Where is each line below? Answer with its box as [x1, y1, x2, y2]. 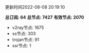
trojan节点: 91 [12, 37, 39, 42]
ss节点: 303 [12, 31, 36, 36]
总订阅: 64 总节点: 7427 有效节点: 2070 [5, 14, 84, 20]
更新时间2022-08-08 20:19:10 [5, 4, 65, 10]
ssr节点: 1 [12, 43, 32, 48]
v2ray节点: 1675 [12, 25, 44, 30]
